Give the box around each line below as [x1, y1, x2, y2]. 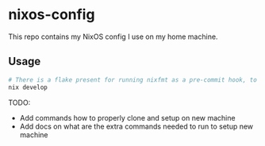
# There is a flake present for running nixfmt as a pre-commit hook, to [8, 75, 258, 84]
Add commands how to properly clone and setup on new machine [19, 113, 236, 122]
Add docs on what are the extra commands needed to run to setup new [19, 121, 254, 131]
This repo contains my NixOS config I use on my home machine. [8, 32, 218, 41]
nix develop [8, 83, 48, 91]
